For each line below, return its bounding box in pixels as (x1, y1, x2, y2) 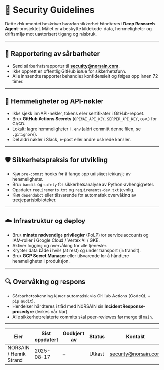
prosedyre (12, 309, 34, 314)
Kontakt (126, 333, 145, 340)
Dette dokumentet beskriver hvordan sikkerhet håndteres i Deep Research (5, 21, 155, 26)
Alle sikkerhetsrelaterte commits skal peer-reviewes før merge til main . (12, 314, 153, 320)
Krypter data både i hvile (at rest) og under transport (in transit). (12, 247, 141, 254)
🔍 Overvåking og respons (5, 277, 86, 286)
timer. (12, 78, 24, 84)
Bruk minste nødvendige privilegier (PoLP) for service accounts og (12, 232, 149, 238)
